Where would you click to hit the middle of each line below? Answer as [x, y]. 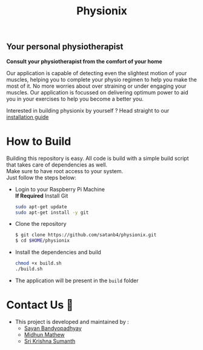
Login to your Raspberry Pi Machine [60, 189]
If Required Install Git [42, 196]
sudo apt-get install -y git [52, 213]
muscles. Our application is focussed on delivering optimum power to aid [98, 92]
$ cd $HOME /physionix [42, 241]
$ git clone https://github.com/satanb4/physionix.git [86, 235]
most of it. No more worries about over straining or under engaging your [96, 86]
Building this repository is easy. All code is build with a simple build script [98, 158]
